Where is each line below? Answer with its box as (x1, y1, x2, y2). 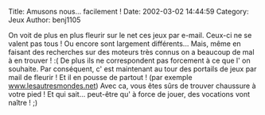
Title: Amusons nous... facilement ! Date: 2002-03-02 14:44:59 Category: (8, 7, 249, 16)
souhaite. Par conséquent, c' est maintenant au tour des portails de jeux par (8, 64, 257, 74)
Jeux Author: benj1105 (8, 15, 81, 25)
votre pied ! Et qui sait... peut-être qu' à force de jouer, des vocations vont (8, 90, 251, 98)
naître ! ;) (8, 98, 38, 107)
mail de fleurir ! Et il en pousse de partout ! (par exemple (8, 73, 193, 82)
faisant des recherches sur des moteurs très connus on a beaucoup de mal (8, 48, 255, 56)
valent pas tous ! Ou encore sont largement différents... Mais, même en (8, 39, 241, 48)
